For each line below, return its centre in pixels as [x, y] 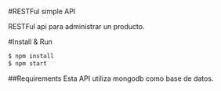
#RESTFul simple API [42, 11]
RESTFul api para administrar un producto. [76, 26]
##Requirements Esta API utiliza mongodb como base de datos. [111, 78]
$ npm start [27, 63]
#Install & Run [31, 42]
